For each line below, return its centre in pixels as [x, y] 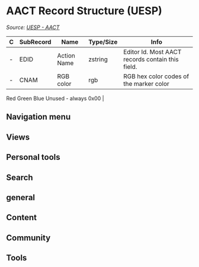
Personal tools [33, 157]
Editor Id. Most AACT [153, 52]
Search [20, 177]
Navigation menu [38, 117]
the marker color [147, 83]
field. [130, 66]
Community [28, 238]
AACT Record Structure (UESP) [84, 11]
